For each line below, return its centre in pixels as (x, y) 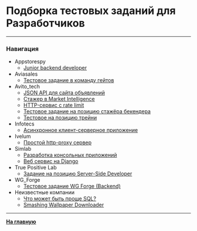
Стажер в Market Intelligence (59, 99)
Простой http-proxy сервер (57, 142)
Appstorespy (30, 62)
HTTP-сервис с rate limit (54, 105)
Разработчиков (45, 23)
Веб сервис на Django (51, 161)
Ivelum (23, 137)
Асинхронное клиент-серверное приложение (81, 130)
